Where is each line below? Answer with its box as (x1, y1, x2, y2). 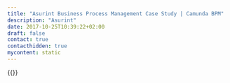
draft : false (7, 29, 46, 37)
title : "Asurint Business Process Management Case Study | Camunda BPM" (7, 10, 224, 17)
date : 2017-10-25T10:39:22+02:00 (7, 23, 105, 30)
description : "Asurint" (7, 17, 77, 24)
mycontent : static (7, 50, 61, 56)
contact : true (7, 36, 49, 43)
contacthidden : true (7, 43, 68, 50)
